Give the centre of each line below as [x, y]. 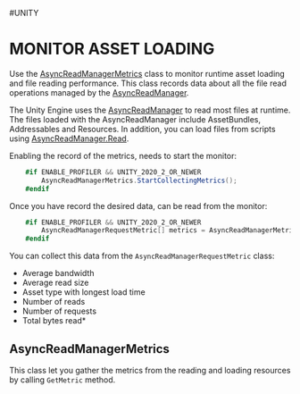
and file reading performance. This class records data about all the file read [148, 83]
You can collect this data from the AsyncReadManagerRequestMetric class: [142, 256]
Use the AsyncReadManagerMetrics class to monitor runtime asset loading [147, 73]
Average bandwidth [58, 273]
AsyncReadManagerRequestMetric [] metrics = [123, 231]
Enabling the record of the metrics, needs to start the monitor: [123, 155]
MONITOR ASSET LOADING [112, 49]
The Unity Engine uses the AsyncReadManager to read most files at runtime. [150, 110]
